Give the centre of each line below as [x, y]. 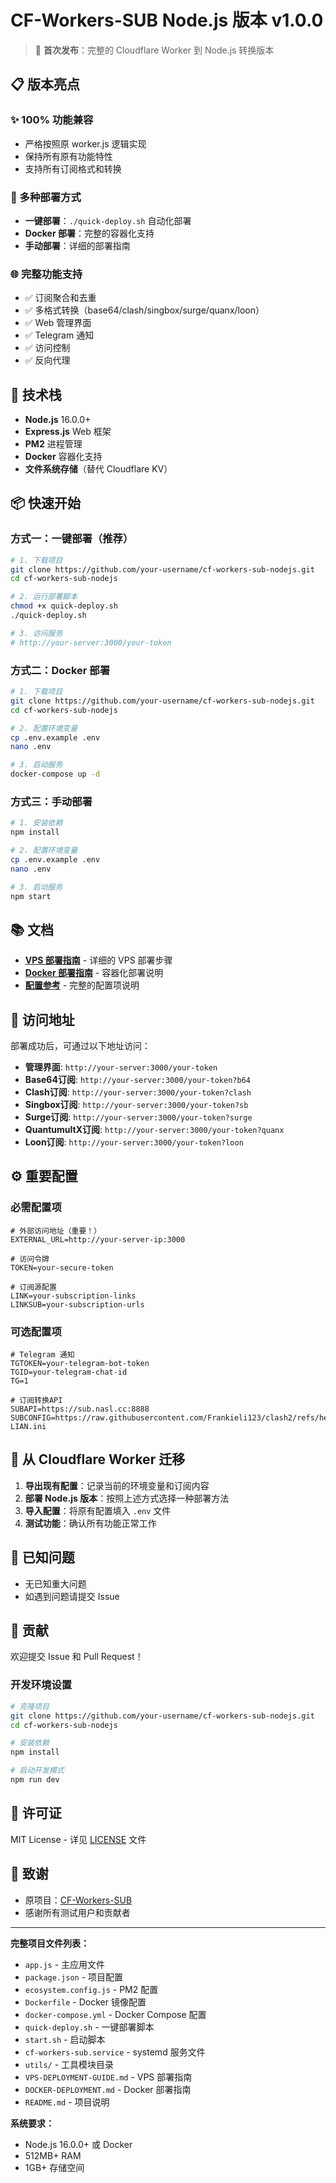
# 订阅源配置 [33, 1287]
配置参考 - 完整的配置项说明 [82, 985]
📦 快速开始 [46, 503]
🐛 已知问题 [42, 1557]
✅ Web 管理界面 [58, 323]
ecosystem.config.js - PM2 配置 [91, 1989]
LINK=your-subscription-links [73, 1296]
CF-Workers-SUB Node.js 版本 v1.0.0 [167, 20]
